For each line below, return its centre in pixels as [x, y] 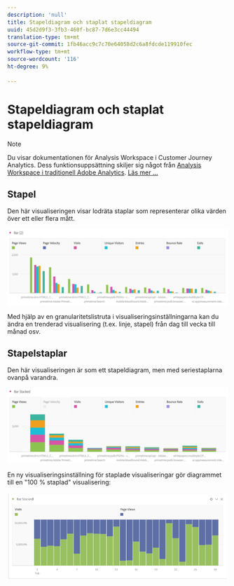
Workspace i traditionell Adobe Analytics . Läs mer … [83, 172]
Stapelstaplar [37, 353]
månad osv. [24, 331]
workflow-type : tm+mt [39, 52]
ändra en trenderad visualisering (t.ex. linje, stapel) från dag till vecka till [111, 324]
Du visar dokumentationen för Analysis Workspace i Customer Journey [110, 157]
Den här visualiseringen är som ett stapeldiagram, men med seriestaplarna [115, 370]
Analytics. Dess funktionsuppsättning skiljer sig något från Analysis [104, 165]
